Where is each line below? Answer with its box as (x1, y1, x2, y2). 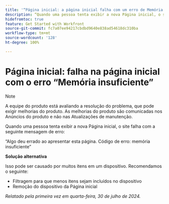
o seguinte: (5, 168, 29, 174)
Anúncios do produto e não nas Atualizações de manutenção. (5, 113, 133, 119)
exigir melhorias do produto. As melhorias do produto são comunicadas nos (5, 108, 162, 114)
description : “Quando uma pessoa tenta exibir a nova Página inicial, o (5, 12, 161, 17)
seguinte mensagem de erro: (5, 128, 65, 134)
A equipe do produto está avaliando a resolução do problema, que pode (5, 103, 154, 109)
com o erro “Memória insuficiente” (5, 76, 154, 88)
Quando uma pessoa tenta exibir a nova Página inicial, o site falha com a (5, 123, 155, 129)
